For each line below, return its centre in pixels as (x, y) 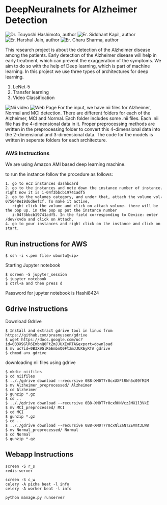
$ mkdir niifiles (24, 372)
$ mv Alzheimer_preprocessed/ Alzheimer (49, 385)
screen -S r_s (20, 466)
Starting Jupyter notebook (33, 265)
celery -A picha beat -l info (37, 484)
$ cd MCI (15, 412)
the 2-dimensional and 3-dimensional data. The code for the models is (79, 134)
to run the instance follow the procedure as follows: (59, 174)
